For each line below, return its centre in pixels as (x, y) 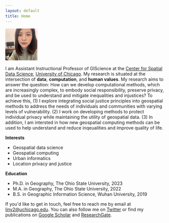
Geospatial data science (38, 148)
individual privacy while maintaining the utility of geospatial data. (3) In (79, 117)
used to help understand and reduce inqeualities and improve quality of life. (84, 128)
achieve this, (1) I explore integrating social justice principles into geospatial (84, 101)
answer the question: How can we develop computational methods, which (82, 85)
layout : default (22, 11)
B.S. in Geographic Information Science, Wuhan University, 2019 (80, 194)
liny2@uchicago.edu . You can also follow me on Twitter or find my (74, 210)
